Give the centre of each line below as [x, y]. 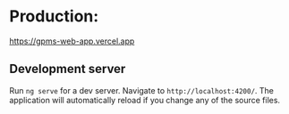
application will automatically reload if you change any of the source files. [144, 100]
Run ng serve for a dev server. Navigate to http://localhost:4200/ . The [142, 90]
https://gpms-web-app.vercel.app [72, 41]
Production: [54, 16]
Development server [68, 69]
